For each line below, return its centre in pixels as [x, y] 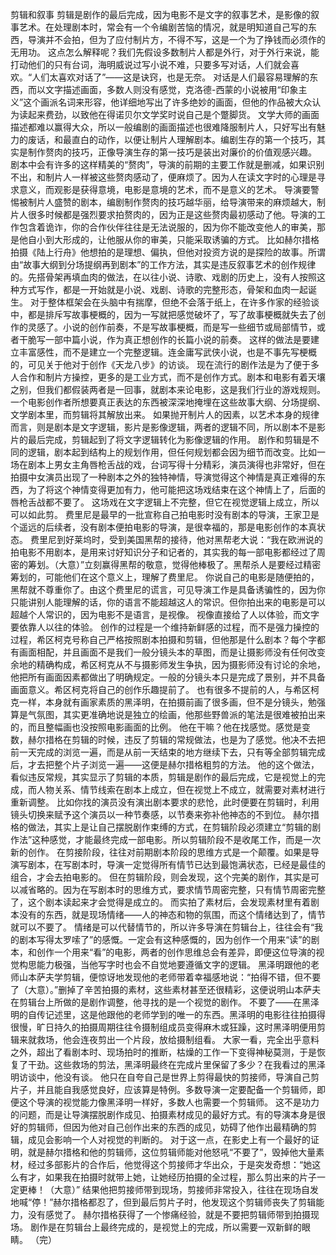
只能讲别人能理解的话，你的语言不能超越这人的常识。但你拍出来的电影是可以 [168, 602]
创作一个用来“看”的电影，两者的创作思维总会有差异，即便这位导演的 [176, 952]
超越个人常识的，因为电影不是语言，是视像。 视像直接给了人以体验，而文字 [165, 614]
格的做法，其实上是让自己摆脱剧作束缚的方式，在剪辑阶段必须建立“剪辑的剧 [166, 827]
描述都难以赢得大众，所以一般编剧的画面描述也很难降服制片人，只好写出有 [163, 127]
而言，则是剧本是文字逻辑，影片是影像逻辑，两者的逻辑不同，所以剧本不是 [163, 427]
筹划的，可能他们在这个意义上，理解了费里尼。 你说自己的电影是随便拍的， [165, 577]
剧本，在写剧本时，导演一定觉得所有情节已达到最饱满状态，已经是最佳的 [176, 864]
